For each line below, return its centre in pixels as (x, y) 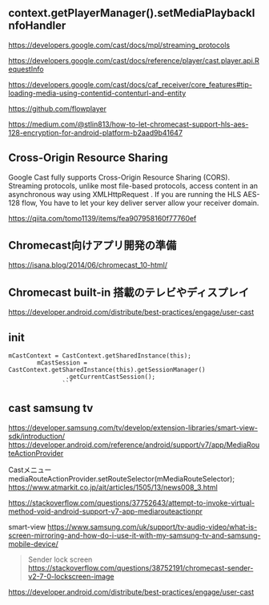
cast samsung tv (51, 408)
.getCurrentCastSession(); (110, 377)
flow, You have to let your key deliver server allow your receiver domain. (140, 203)
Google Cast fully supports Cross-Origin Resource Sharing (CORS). (119, 177)
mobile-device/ (33, 543)
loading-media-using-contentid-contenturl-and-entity (97, 93)
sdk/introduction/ (37, 436)
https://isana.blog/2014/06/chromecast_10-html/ (88, 265)
